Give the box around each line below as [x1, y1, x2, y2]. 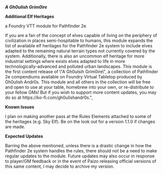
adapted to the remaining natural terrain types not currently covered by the [5, 48, 155, 54]
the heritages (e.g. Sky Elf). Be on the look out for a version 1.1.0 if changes [5, 119, 156, 124]
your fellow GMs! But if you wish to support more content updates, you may [5, 90, 157, 95]
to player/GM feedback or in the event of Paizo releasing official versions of [5, 158, 157, 164]
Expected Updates [5, 134, 43, 139]
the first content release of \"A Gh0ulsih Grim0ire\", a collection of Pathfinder [5, 69, 158, 75]
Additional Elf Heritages [5, 14, 54, 19]
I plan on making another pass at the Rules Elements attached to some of [5, 114, 152, 119]
